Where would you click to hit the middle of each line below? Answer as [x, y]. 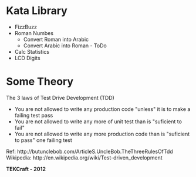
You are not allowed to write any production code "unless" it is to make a [102, 109]
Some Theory [40, 81]
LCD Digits [27, 58]
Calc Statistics [32, 51]
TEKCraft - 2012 [26, 169]
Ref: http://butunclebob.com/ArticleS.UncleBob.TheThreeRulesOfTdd [89, 151]
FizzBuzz [26, 27]
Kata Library [37, 11]
